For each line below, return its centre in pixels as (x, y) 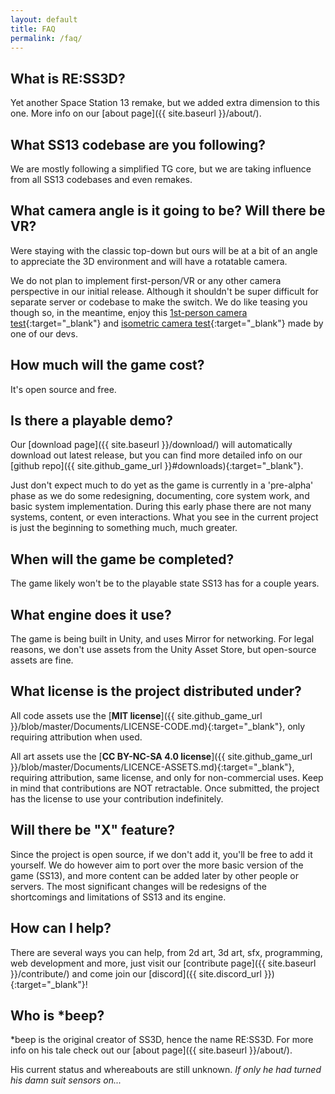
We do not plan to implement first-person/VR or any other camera (146, 280)
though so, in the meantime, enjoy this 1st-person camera (129, 312)
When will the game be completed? (122, 559)
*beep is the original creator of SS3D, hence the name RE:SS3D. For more (162, 1040)
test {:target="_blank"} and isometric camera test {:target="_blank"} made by (167, 323)
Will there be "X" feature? (92, 830)
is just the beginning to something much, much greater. (124, 528)
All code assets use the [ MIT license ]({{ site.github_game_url (136, 715)
